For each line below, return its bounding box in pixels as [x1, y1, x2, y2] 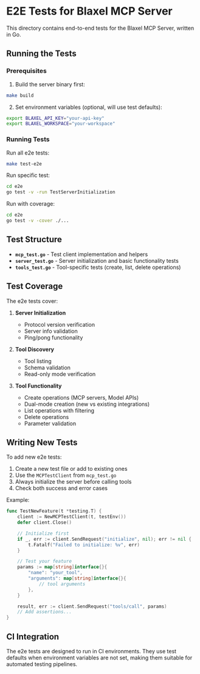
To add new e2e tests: [6, 453, 62, 460]
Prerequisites [6, 67, 47, 75]
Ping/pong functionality [24, 333, 83, 341]
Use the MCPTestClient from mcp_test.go [15, 471, 117, 479]
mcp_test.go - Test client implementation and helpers [15, 251, 148, 258]
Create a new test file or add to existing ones [15, 465, 128, 473]
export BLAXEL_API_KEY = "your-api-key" [6, 115, 105, 121]
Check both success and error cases [15, 485, 108, 492]
